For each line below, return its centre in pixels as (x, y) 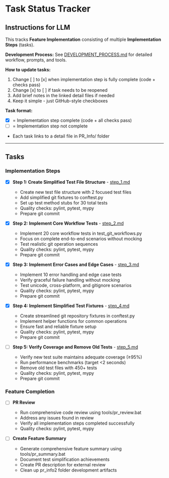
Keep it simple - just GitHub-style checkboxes (60, 101)
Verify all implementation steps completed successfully (77, 423)
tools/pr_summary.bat (43, 454)
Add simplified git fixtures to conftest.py (62, 197)
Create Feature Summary (39, 438)
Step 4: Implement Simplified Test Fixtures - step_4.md (71, 306)
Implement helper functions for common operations (73, 321)
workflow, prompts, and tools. (36, 60)
